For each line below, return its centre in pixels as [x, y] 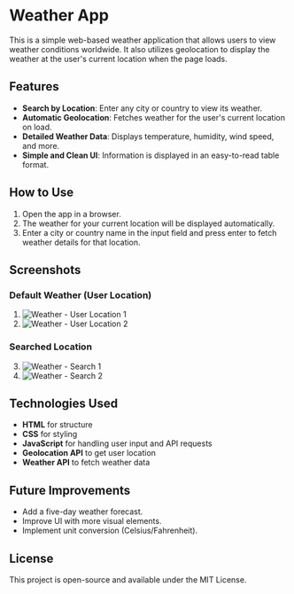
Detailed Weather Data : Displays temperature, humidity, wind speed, [148, 136]
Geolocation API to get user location [89, 453]
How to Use [42, 193]
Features [34, 86]
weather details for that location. [81, 242]
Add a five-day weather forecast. [82, 512]
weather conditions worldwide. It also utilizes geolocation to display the [139, 49]
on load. [37, 127]
